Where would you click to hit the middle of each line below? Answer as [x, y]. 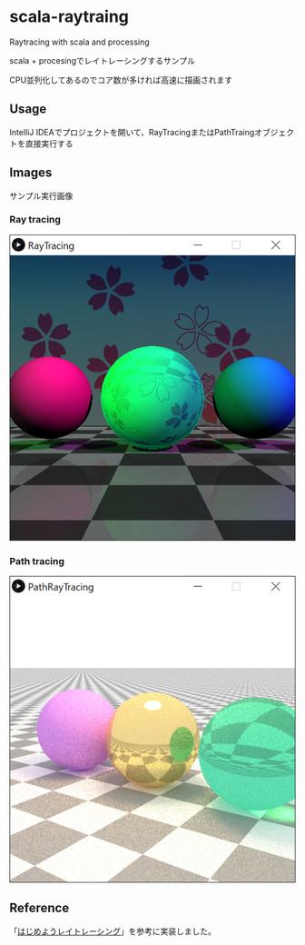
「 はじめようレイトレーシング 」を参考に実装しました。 [113, 931]
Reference [39, 908]
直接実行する [49, 144]
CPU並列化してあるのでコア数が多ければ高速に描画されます [121, 80]
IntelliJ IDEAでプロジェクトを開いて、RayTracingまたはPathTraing [132, 132]
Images [31, 173]
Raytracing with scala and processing [79, 42]
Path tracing [37, 562]
